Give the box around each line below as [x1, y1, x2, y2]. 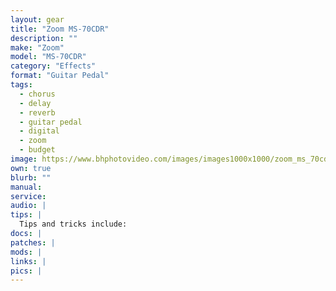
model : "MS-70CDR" [10, 52, 87, 62]
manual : [10, 182, 43, 192]
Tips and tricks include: [19, 219, 128, 230]
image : [10, 154, 38, 164]
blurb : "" [10, 172, 52, 183]
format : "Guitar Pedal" [10, 71, 110, 81]
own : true [10, 163, 52, 173]
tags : [10, 80, 33, 90]
